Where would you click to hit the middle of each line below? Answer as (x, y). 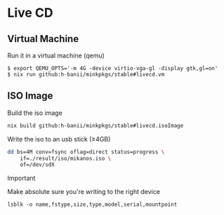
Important (21, 178)
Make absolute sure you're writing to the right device (84, 192)
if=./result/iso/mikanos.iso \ (66, 158)
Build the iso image (35, 113)
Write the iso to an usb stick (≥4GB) (59, 139)
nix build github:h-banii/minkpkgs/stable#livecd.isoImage (95, 125)
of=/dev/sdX (37, 165)
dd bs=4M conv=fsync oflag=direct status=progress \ (86, 152)
